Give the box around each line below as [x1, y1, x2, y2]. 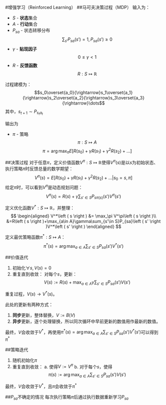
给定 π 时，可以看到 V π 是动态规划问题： [5, 184, 83, 190]
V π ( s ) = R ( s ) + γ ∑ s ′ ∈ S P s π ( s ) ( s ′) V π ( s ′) [46, 192, 121, 201]
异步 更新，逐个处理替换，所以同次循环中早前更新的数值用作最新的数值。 [12, 318, 161, 324]
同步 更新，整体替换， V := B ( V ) [12, 312, 76, 318]
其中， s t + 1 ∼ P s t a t [5, 108, 43, 116]
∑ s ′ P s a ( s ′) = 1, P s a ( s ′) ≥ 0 [62, 36, 113, 43]
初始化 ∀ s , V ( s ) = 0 [12, 265, 52, 271]
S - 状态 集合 [12, 15, 38, 21]
